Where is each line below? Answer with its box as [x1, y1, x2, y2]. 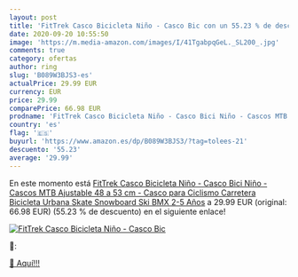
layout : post [9, 12, 58, 22]
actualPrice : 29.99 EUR [9, 79, 98, 88]
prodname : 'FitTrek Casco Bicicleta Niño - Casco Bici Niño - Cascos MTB [9, 112, 288, 121]
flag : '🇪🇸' [9, 129, 53, 138]
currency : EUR [9, 87, 62, 96]
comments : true [9, 46, 66, 55]
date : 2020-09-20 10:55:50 [9, 29, 109, 38]
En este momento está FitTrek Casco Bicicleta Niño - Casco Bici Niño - [9, 178, 268, 188]
